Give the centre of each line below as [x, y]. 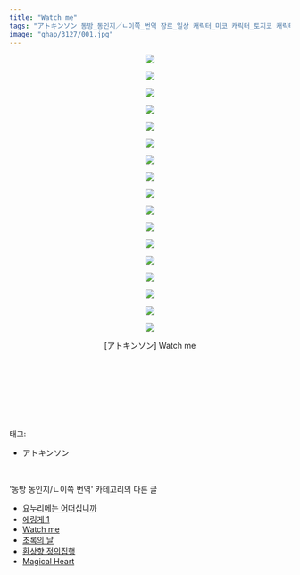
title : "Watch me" [43, 17]
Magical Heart [48, 562]
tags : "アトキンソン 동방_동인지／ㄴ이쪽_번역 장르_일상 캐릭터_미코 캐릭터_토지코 [141, 26]
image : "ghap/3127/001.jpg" [62, 34]
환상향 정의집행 [49, 552]
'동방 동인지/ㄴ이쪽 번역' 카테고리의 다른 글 [83, 489]
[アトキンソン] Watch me [150, 346]
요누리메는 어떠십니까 [59, 508]
